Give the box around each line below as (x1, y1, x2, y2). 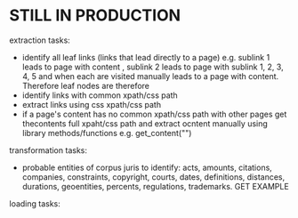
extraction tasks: (9, 35, 71, 45)
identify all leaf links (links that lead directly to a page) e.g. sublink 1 (21, 52, 270, 62)
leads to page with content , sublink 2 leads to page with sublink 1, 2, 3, (21, 61, 284, 72)
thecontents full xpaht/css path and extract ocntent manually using (21, 117, 269, 129)
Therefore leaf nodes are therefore (21, 80, 149, 91)
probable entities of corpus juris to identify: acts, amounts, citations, (21, 162, 273, 173)
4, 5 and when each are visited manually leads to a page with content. (21, 70, 279, 81)
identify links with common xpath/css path (21, 90, 178, 101)
